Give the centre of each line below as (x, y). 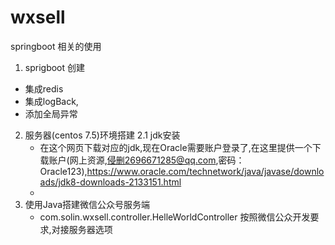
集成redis (44, 88)
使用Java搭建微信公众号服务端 (87, 204)
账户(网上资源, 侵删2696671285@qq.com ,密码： (146, 160)
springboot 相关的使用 (56, 46)
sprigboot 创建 (55, 67)
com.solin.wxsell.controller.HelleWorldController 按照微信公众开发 (175, 217)
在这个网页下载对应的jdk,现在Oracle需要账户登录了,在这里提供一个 (176, 147)
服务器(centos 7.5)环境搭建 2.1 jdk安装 (102, 135)
